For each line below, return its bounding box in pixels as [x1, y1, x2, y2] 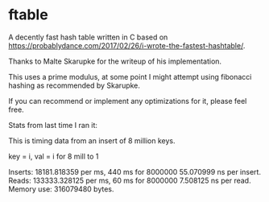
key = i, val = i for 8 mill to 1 [8, 151, 99, 161]
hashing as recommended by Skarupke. [8, 80, 141, 90]
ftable [8, 6, 48, 24]
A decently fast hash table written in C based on [8, 32, 168, 42]
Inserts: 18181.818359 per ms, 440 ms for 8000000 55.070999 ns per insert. [8, 167, 262, 176]
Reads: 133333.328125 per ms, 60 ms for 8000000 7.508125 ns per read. [8, 175, 251, 185]
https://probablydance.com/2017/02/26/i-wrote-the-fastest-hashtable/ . [8, 40, 246, 50]
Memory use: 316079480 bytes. [8, 183, 114, 194]
